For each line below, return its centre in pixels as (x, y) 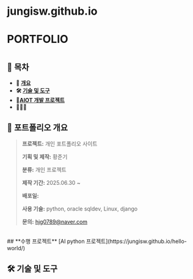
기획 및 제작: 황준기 (45, 157)
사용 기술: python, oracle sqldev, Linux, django (80, 209)
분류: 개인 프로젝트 (44, 169)
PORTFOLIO (38, 39)
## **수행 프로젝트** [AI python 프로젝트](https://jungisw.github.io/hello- (97, 241)
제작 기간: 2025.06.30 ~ (51, 182)
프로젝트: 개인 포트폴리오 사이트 (60, 143)
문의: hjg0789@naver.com (55, 221)
